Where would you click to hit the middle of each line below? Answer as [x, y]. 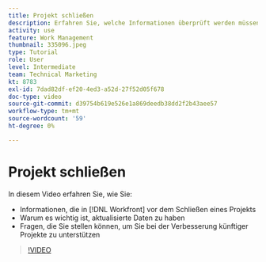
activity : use [32, 30]
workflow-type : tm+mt [44, 112]
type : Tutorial [33, 52]
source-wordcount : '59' [47, 119]
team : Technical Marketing [53, 74]
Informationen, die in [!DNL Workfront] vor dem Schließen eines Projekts [138, 209]
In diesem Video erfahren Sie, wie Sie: [70, 194]
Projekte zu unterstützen [60, 234]
